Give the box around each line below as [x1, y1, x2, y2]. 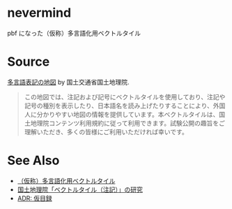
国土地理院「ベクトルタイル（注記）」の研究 [17, 185, 143, 194]
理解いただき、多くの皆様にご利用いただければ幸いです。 [24, 127, 188, 136]
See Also [7, 152, 60, 168]
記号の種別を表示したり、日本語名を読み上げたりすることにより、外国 [24, 101, 226, 110]
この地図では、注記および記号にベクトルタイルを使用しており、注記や [24, 92, 226, 101]
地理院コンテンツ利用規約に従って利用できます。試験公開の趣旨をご [30, 119, 225, 127]
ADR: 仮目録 [17, 194, 52, 202]
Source [7, 54, 50, 70]
